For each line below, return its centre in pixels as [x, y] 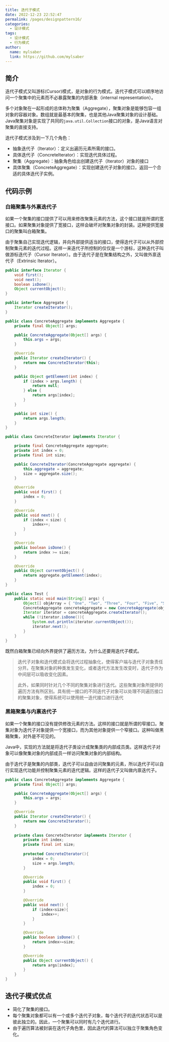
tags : [11, 33]
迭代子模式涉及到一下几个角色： [38, 138]
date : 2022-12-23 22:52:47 [33, 15]
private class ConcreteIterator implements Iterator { [73, 835]
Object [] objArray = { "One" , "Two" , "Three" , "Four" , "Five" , [91, 603]
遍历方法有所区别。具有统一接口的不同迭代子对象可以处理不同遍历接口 [90, 691]
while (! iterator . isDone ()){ [54, 617]
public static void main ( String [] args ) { [59, 598]
